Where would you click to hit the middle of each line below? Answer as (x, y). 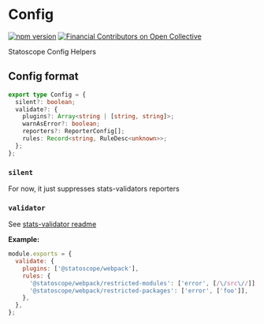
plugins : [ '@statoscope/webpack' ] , (81, 268)
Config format (43, 76)
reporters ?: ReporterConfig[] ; (74, 132)
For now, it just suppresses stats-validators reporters (94, 188)
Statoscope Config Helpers (52, 51)
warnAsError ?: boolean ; (61, 124)
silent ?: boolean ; (46, 102)
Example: (24, 240)
